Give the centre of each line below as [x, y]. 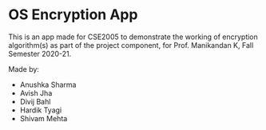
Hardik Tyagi [41, 110]
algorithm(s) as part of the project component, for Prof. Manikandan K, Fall [131, 45]
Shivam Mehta [44, 118]
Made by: [24, 69]
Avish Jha [36, 93]
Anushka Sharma [48, 85]
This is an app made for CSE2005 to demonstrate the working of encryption [133, 37]
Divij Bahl [35, 101]
